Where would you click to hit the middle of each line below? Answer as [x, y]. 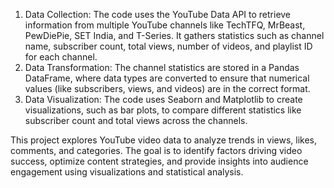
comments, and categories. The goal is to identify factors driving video [156, 150]
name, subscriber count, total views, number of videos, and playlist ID [168, 46]
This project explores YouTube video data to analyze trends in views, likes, [164, 140]
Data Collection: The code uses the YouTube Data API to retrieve [158, 14]
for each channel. [61, 57]
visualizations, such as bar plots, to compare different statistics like [163, 110]
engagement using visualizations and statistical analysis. [127, 172]
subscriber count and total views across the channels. [136, 120]
